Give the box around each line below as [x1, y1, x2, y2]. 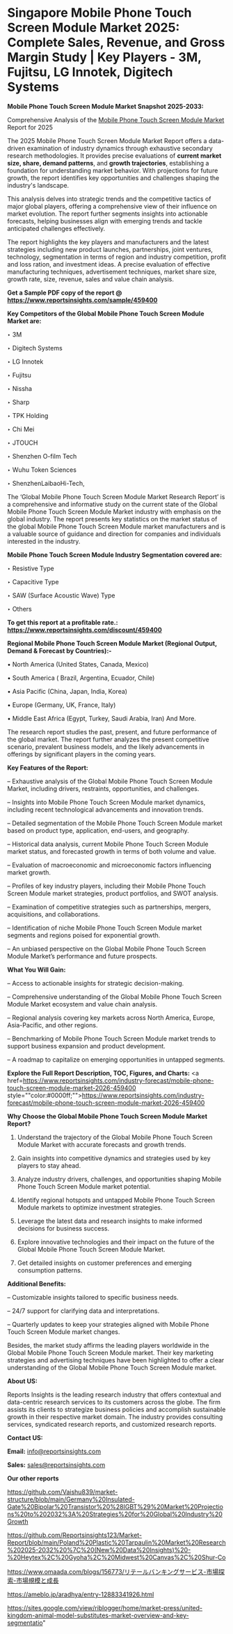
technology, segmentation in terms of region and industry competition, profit [7, 253, 227, 261]
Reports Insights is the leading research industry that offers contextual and [7, 1390, 221, 1399]
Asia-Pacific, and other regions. [7, 1020, 99, 1029]
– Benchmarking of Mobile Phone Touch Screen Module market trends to [7, 1034, 216, 1043]
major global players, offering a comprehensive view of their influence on [7, 202, 217, 210]
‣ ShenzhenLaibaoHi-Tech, [7, 479, 85, 487]
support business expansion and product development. [7, 1041, 166, 1050]
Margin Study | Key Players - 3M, [7, 50, 202, 66]
